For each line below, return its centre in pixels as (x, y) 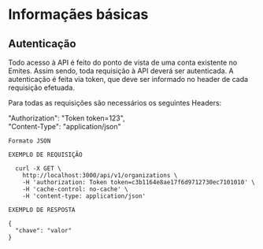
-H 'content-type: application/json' (84, 196)
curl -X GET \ (38, 169)
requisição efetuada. (41, 87)
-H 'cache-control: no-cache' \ (75, 189)
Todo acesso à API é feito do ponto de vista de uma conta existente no (123, 62)
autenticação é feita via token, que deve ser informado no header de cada (128, 79)
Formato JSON (30, 141)
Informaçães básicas (78, 15)
